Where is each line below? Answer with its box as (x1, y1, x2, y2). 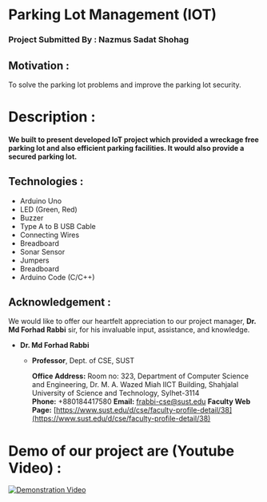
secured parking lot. (8, 152, 78, 161)
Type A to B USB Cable (19, 221, 96, 231)
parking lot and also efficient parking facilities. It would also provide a (8, 143, 245, 152)
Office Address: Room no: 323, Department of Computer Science (31, 371, 249, 381)
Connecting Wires (19, 230, 80, 239)
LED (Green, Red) (19, 204, 78, 214)
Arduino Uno (19, 196, 62, 205)
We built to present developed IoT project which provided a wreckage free (8, 134, 260, 144)
